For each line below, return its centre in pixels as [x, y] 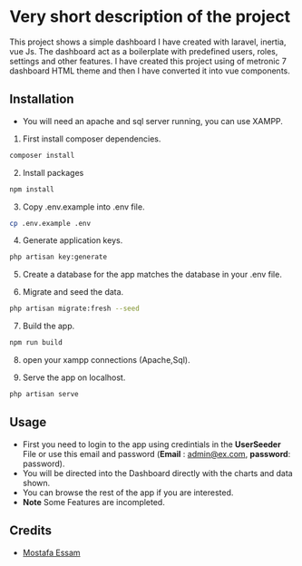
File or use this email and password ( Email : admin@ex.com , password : [156, 454]
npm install [32, 189]
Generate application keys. [73, 240]
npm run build [36, 343]
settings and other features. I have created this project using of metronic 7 [148, 61]
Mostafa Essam [51, 552]
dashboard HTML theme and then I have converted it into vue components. [150, 71]
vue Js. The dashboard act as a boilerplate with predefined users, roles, [144, 51]
